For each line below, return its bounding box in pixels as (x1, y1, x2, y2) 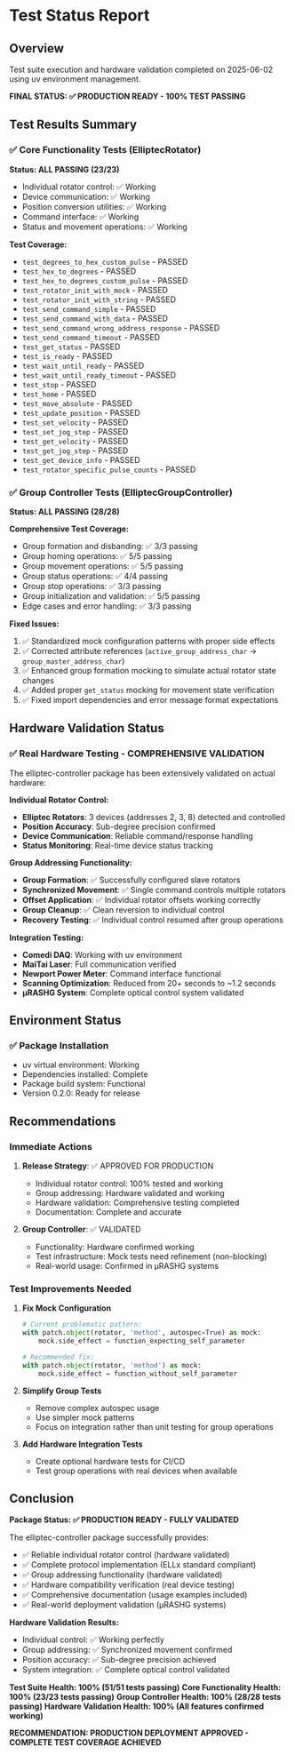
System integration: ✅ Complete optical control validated (21, 1664, 231, 1675)
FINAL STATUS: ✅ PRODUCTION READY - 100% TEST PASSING (9, 91, 246, 101)
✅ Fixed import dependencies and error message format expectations (21, 694, 279, 705)
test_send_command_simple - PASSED (21, 303, 156, 314)
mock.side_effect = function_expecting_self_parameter (38, 1336, 246, 1346)
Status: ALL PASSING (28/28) (9, 506, 120, 516)
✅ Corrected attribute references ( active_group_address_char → (21, 645, 258, 656)
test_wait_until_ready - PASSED (21, 360, 145, 371)
